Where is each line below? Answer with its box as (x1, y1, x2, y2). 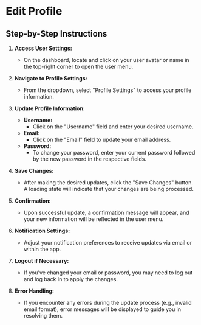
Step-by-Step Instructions (5, 29, 107, 39)
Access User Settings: (14, 44, 72, 52)
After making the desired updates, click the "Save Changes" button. (23, 179, 194, 186)
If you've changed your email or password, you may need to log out (23, 269, 193, 276)
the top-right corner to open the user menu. (23, 63, 134, 70)
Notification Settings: (14, 227, 70, 234)
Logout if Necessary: (14, 257, 69, 264)
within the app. (23, 245, 61, 253)
